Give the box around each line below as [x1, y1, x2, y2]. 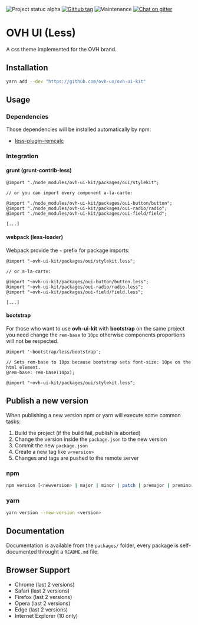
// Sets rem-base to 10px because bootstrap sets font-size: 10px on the [6, 359, 192, 365]
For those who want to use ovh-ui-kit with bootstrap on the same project [6, 325, 185, 332]
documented [6, 548, 37, 555]
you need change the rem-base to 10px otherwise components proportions [6, 331, 186, 338]
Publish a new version [6, 396, 89, 406]
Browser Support [6, 565, 71, 575]
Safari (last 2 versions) [14, 587, 70, 594]
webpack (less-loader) [6, 234, 64, 241]
